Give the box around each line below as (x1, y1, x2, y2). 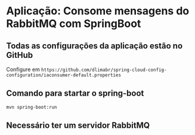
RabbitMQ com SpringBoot (6, 17, 141, 30)
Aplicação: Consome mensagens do (6, 4, 190, 18)
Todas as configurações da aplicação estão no (6, 41, 183, 51)
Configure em (6, 66, 40, 73)
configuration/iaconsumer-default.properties (6, 72, 121, 78)
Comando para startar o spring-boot (6, 88, 144, 99)
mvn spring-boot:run (6, 104, 58, 110)
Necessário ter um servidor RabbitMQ (6, 121, 150, 131)
